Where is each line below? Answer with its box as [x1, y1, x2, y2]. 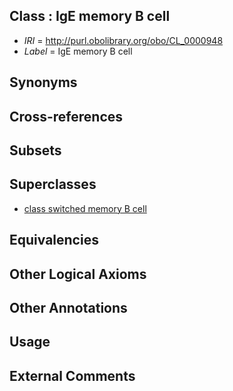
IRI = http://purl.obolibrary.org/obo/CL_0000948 [23, 34, 224, 46]
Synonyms [9, 74, 78, 91]
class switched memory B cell [23, 202, 147, 214]
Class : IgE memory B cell [9, 8, 171, 25]
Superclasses [9, 176, 97, 193]
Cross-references [9, 108, 124, 125]
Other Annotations [9, 299, 128, 316]
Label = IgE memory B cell [23, 45, 133, 57]
